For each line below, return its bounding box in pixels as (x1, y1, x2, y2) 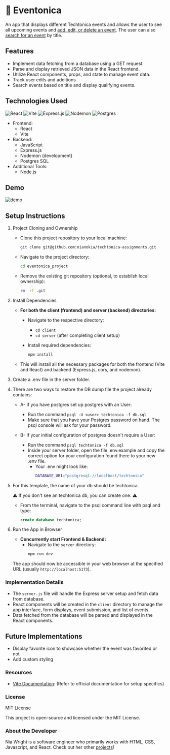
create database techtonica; (20, 517, 82, 522)
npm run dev (27, 551, 53, 557)
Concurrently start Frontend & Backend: (20, 536, 106, 543)
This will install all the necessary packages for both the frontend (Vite (20, 361, 165, 367)
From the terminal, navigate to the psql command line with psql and (20, 502, 160, 508)
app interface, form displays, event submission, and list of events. (12, 607, 150, 613)
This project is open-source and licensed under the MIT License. (5, 715, 140, 721)
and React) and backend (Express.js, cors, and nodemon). (20, 366, 142, 372)
